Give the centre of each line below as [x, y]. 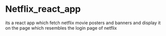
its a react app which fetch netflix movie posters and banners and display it [83, 23]
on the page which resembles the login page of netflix [61, 28]
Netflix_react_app [43, 9]
